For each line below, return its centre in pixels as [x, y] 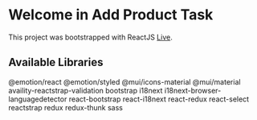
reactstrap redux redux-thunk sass [65, 107]
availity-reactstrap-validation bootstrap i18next [86, 90]
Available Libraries [56, 62]
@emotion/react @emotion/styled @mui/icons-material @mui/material [124, 81]
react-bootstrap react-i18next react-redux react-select [159, 99]
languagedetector [38, 99]
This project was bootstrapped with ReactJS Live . [90, 37]
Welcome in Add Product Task [111, 15]
